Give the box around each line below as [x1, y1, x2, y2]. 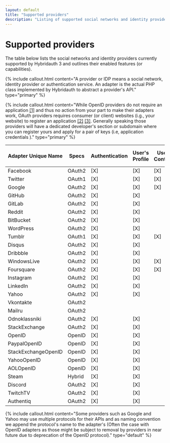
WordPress [8, 225, 34, 232]
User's [132, 149, 149, 156]
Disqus [8, 241, 24, 249]
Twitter [8, 176, 24, 183]
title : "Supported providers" [5, 12, 69, 17]
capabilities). [5, 66, 32, 72]
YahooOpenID [8, 356, 41, 364]
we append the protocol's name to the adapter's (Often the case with [5, 421, 149, 428]
